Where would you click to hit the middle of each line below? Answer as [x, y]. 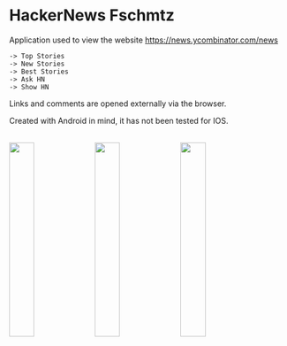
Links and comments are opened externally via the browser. [118, 104]
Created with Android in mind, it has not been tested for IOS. [119, 120]
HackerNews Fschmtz [92, 15]
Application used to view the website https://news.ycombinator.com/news [143, 40]
